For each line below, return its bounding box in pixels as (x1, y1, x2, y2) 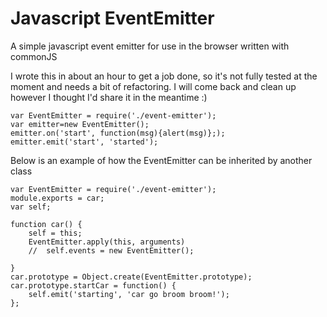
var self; (10, 202, 52, 212)
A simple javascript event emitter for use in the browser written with (10, 40, 290, 52)
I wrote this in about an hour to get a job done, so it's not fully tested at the (10, 70, 318, 82)
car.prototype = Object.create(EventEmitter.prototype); (10, 272, 253, 282)
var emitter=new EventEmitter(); (10, 119, 150, 129)
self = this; (28, 228, 83, 238)
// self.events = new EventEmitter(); (28, 245, 195, 256)
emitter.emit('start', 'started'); (10, 137, 159, 147)
